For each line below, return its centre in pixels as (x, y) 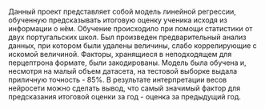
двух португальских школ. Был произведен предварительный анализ (127, 37)
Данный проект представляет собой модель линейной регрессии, (122, 12)
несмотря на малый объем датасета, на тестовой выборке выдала (123, 71)
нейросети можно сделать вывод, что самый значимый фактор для (124, 88)
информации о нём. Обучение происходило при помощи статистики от (130, 28)
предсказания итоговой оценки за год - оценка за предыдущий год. (125, 97)
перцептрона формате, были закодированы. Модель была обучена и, (127, 63)
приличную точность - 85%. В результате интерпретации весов (118, 80)
